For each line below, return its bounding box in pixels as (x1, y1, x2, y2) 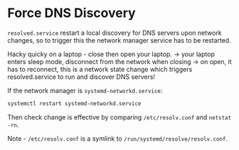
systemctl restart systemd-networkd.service (7, 100, 142, 107)
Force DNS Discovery (7, 5, 137, 21)
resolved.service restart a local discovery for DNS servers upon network (7, 28, 222, 37)
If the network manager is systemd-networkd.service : (7, 86, 163, 95)
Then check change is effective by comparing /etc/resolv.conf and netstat (7, 112, 232, 122)
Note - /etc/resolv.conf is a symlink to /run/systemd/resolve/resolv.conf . (7, 134, 228, 143)
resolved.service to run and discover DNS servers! (7, 73, 155, 81)
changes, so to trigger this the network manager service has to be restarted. (7, 36, 231, 44)
